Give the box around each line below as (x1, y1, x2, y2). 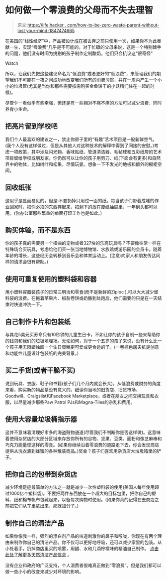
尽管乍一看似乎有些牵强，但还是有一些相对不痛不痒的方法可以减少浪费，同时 (5, 100, 162, 106)
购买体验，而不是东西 (5, 226, 71, 234)
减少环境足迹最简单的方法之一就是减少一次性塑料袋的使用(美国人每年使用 (5, 484, 155, 490)
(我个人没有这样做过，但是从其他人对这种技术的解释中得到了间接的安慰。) (5, 143, 155, 148)
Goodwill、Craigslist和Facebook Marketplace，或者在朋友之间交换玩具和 (5, 393, 155, 399)
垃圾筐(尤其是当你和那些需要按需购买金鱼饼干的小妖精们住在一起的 (13, 83, 151, 89)
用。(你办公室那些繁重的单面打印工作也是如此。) (5, 210, 102, 216)
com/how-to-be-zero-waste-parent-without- (67, 22, 160, 28)
